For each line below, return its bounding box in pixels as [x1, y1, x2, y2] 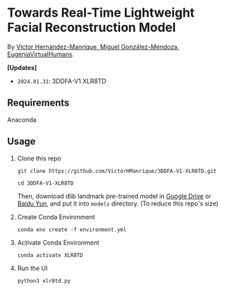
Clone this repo [17, 154, 61, 163]
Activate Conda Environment [17, 238, 99, 247]
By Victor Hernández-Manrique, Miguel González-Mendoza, [7, 42, 179, 51]
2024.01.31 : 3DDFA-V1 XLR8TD [17, 76, 106, 85]
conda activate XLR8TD [17, 251, 83, 258]
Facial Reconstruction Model [7, 19, 176, 35]
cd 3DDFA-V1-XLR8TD [17, 179, 74, 187]
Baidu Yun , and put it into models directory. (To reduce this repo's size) [17, 199, 219, 208]
